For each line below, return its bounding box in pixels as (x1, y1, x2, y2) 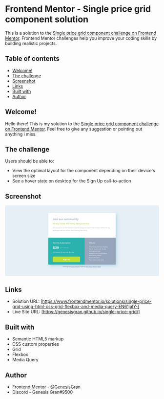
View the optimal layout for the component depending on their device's (12, 168, 155, 174)
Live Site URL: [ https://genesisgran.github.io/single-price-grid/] (12, 309, 140, 315)
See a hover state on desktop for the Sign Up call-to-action (12, 178, 131, 184)
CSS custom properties (12, 341, 60, 347)
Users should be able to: (5, 158, 55, 164)
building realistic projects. (5, 40, 57, 46)
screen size (12, 173, 36, 179)
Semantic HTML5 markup (12, 336, 64, 342)
